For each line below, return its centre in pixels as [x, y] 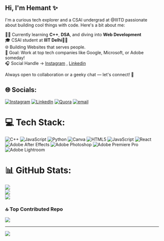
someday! [15, 58]
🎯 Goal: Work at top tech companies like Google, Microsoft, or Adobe [74, 52]
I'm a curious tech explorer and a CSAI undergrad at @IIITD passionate [76, 20]
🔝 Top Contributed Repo [34, 209]
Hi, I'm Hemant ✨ [31, 8]
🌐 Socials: [21, 90]
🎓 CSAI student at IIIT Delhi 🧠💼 [37, 40]
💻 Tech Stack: [35, 122]
